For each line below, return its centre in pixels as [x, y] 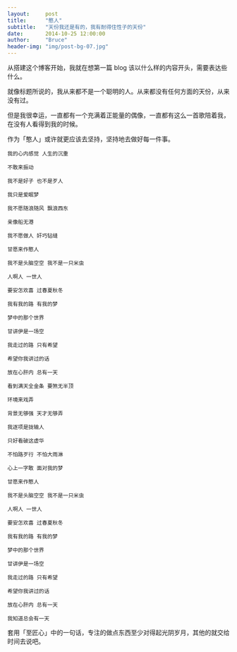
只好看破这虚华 [26, 441]
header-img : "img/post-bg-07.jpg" [58, 47]
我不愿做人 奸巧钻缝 [33, 236]
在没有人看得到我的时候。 [44, 124]
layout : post [33, 14]
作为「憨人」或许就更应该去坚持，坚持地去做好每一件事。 [91, 139]
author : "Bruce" [38, 40]
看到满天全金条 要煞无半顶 [41, 386]
